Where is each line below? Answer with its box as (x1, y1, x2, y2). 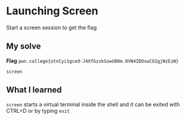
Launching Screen (6, 4, 98, 18)
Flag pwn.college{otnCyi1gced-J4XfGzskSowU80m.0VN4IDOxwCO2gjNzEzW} (6, 57, 179, 64)
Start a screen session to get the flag (6, 24, 97, 31)
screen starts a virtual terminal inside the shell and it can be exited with (6, 100, 180, 108)
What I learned (6, 85, 62, 95)
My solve (6, 41, 41, 51)
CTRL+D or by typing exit (6, 107, 70, 114)
